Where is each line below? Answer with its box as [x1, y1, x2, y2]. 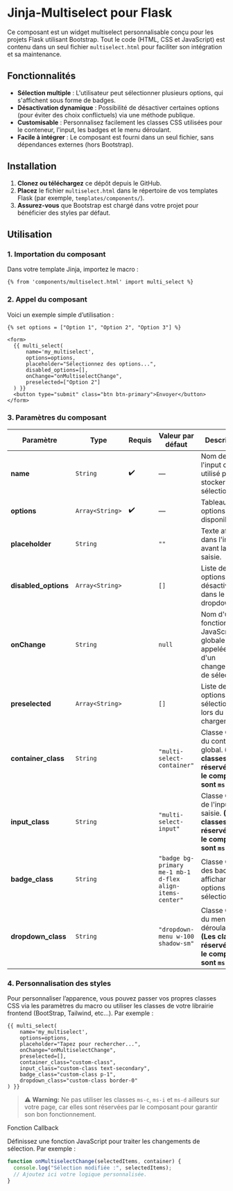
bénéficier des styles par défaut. [17, 208, 111, 217]
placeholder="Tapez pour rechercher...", [19, 1041, 141, 1048]
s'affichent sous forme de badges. [17, 96, 116, 104]
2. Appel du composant [7, 295, 88, 304]
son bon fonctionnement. [24, 1110, 96, 1119]
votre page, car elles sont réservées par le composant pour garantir [24, 1103, 218, 1111]
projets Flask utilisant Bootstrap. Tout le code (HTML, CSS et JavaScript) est [7, 35, 225, 43]
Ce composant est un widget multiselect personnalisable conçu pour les [7, 28, 214, 36]
